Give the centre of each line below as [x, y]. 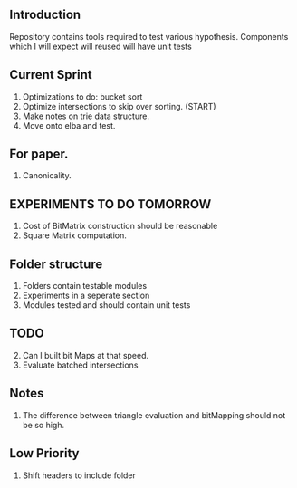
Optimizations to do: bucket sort [82, 96]
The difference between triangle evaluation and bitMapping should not [154, 415]
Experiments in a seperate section [86, 296]
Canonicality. [47, 176]
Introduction [45, 15]
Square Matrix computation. [74, 235]
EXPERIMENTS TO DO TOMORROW [110, 204]
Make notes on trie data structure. [86, 116]
